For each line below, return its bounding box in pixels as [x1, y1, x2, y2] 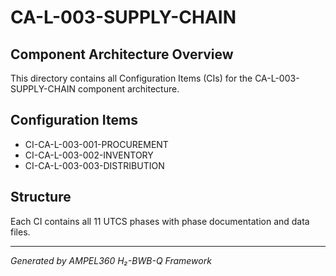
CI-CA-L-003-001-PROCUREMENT [24, 138, 169, 150]
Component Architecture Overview [10, 46, 234, 63]
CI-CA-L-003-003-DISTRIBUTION [24, 159, 165, 171]
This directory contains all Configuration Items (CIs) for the [10, 72, 253, 84]
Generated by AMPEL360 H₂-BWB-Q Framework [10, 254, 212, 266]
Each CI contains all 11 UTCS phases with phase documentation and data [10, 215, 310, 227]
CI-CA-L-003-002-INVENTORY [24, 149, 154, 161]
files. [10, 226, 31, 238]
